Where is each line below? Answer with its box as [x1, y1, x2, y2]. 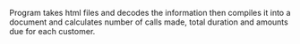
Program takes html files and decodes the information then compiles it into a [9, 8, 291, 18]
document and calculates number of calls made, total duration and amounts [9, 17, 288, 27]
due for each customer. [9, 26, 96, 36]
